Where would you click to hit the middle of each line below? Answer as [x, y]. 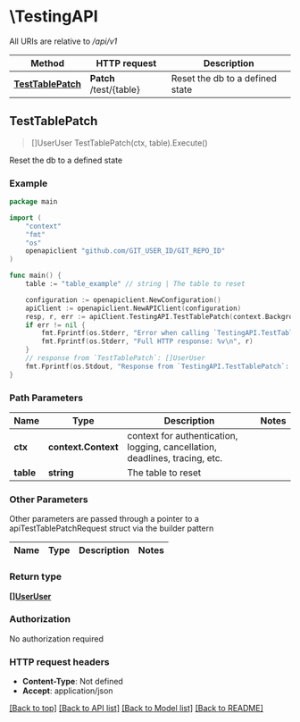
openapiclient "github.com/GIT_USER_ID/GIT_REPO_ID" [125, 251]
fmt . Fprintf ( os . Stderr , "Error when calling [125, 333]
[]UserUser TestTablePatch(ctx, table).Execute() [119, 143]
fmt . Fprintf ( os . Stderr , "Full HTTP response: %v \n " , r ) [147, 341]
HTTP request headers [59, 661]
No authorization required [57, 638]
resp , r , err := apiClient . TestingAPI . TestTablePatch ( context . [146, 316]
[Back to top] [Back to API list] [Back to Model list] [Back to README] [136, 709]
